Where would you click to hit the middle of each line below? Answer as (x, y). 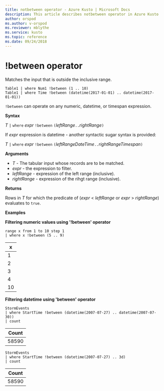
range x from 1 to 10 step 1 (35, 231)
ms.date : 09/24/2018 (26, 42)
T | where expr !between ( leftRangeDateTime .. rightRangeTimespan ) (74, 144)
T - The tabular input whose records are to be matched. (68, 163)
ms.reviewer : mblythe (27, 28)
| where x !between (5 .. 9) (35, 235)
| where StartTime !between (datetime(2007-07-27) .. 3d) (65, 357)
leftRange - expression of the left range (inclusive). (63, 173)
